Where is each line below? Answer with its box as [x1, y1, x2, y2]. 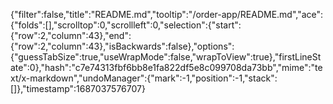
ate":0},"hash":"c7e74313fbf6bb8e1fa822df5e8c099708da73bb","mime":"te [10, 62, 323, 73]
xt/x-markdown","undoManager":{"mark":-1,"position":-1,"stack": [10, 72, 278, 84]
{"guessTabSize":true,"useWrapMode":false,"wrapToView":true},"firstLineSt [10, 51, 322, 63]
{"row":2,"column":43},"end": [10, 30, 132, 41]
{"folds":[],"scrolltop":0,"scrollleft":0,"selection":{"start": [10, 19, 242, 31]
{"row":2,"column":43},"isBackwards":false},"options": [10, 40, 235, 52]
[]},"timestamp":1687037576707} [10, 83, 146, 94]
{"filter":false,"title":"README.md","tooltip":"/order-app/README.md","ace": [10, 9, 324, 20]
